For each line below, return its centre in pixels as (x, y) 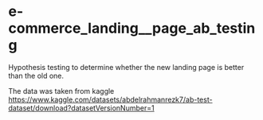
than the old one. (36, 75)
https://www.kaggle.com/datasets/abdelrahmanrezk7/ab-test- (110, 99)
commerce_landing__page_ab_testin (132, 28)
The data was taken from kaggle (61, 91)
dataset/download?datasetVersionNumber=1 (81, 108)
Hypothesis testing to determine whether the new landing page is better (126, 67)
